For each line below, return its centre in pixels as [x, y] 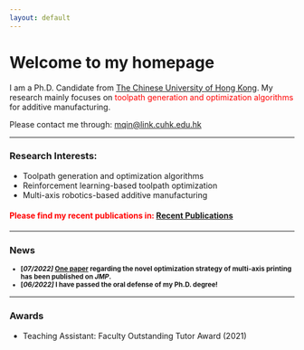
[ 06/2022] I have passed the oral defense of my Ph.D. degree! [119, 285]
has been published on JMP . [66, 277]
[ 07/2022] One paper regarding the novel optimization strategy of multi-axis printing [156, 269]
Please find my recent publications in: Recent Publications [121, 216]
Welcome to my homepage [112, 62]
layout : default [40, 18]
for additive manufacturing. [60, 107]
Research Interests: [53, 156]
